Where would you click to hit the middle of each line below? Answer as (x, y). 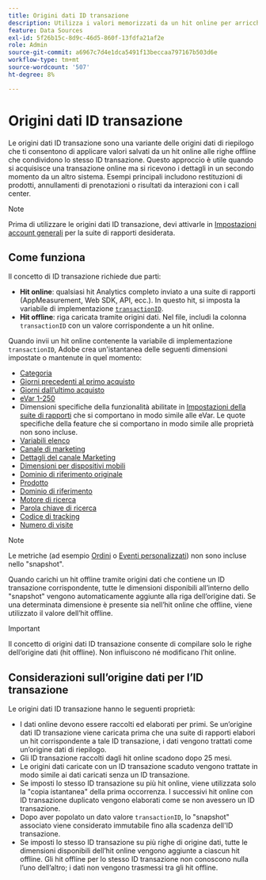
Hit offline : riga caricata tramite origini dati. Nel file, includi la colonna (133, 317)
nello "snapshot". (36, 564)
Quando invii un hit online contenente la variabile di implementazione (120, 341)
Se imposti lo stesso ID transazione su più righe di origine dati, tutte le (133, 843)
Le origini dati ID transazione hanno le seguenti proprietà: (102, 709)
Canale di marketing (52, 449)
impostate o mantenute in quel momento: (75, 358)
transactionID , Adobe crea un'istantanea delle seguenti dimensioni (118, 349)
